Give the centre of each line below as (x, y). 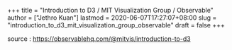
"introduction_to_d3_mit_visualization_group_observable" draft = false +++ (116, 25)
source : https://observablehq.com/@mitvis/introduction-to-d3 (99, 39)
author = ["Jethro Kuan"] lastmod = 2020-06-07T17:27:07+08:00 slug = (112, 18)
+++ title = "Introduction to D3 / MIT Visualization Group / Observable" (111, 10)
